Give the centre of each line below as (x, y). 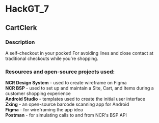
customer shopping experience (38, 94)
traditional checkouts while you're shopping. (52, 58)
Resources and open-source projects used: (60, 72)
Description (20, 42)
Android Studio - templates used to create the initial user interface (75, 99)
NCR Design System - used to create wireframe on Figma (66, 83)
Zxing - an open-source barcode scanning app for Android (67, 104)
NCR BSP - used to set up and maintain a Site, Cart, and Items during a (79, 88)
